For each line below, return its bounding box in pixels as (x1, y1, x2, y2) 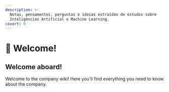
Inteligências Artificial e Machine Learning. (10, 16, 109, 21)
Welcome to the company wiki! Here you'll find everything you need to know (5, 76, 164, 82)
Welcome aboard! (5, 62, 62, 71)
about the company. (5, 81, 47, 87)
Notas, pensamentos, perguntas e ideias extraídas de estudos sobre (10, 12, 157, 17)
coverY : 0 (5, 21, 26, 26)
